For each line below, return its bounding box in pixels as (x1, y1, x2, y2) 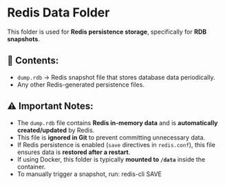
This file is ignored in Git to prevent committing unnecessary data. (17, 133, 206, 142)
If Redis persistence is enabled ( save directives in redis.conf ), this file (17, 140, 215, 149)
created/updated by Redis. (17, 126, 95, 134)
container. (17, 162, 46, 171)
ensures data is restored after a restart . (17, 148, 131, 156)
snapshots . (7, 34, 40, 43)
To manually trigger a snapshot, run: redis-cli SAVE (17, 170, 162, 178)
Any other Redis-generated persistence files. (17, 80, 144, 89)
